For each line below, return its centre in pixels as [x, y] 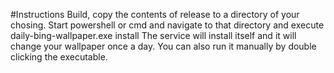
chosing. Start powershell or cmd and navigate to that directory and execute [167, 25]
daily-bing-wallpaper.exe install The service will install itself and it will [153, 35]
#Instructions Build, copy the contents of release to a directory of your [155, 14]
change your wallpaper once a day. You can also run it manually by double [163, 46]
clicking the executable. [59, 57]
